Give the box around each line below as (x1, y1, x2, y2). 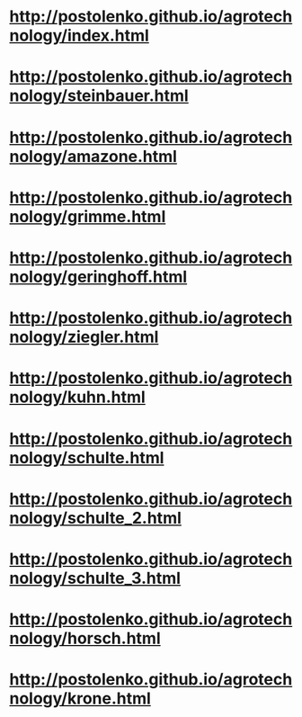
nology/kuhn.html (9, 387, 146, 408)
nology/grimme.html (9, 206, 166, 227)
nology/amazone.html (9, 146, 178, 166)
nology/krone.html (9, 688, 151, 709)
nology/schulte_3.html (9, 568, 182, 588)
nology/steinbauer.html (9, 85, 189, 106)
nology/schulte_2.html (9, 507, 182, 528)
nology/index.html (9, 25, 150, 46)
